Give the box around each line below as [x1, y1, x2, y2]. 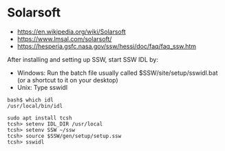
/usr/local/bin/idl [7, 102, 63, 109]
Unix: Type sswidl [17, 83, 67, 91]
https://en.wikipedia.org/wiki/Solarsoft [17, 27, 126, 36]
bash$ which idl [7, 96, 54, 104]
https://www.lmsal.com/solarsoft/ [17, 34, 112, 43]
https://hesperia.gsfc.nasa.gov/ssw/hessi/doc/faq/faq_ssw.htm [17, 42, 197, 50]
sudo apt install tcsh [7, 115, 72, 121]
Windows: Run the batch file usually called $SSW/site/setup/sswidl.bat [17, 69, 218, 77]
